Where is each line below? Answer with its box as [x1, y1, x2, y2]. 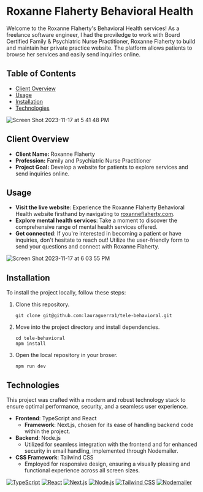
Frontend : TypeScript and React [15, 415, 97, 421]
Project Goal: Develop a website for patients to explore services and [15, 163, 188, 171]
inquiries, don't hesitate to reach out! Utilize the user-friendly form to [15, 236, 190, 244]
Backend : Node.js [15, 434, 61, 441]
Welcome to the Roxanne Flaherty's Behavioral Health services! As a [6, 25, 180, 32]
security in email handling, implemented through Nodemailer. [24, 447, 179, 455]
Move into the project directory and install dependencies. [15, 323, 160, 331]
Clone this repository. [15, 301, 70, 308]
